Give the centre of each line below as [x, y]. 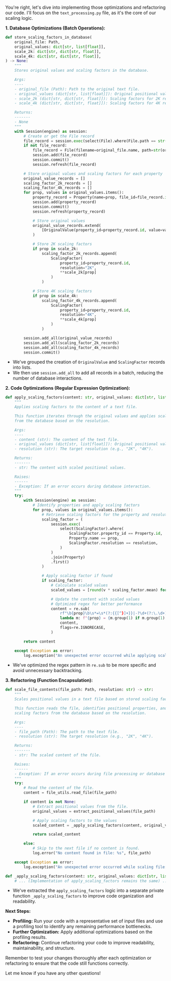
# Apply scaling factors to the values [75, 820]
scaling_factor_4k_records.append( [79, 300]
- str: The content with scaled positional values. [70, 468]
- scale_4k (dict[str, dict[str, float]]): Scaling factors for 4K [87, 103]
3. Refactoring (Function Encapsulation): [49, 680]
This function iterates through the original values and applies [85, 416]
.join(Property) [68, 557]
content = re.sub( [70, 609]
